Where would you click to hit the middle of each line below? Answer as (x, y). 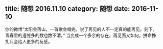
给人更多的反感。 (35, 41)
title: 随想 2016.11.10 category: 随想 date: (68, 9)
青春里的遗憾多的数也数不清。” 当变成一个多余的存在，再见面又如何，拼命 (79, 35)
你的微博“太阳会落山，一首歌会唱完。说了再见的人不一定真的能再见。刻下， (81, 29)
